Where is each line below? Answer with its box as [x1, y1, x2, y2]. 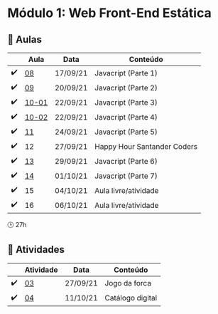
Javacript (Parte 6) [94, 156, 158, 166]
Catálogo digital [104, 293, 158, 303]
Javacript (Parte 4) [94, 112, 158, 122]
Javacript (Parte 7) [94, 171, 158, 181]
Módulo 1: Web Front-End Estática [7, 5, 212, 21]
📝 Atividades [7, 244, 65, 256]
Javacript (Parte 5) [94, 127, 158, 137]
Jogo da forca [104, 278, 151, 288]
